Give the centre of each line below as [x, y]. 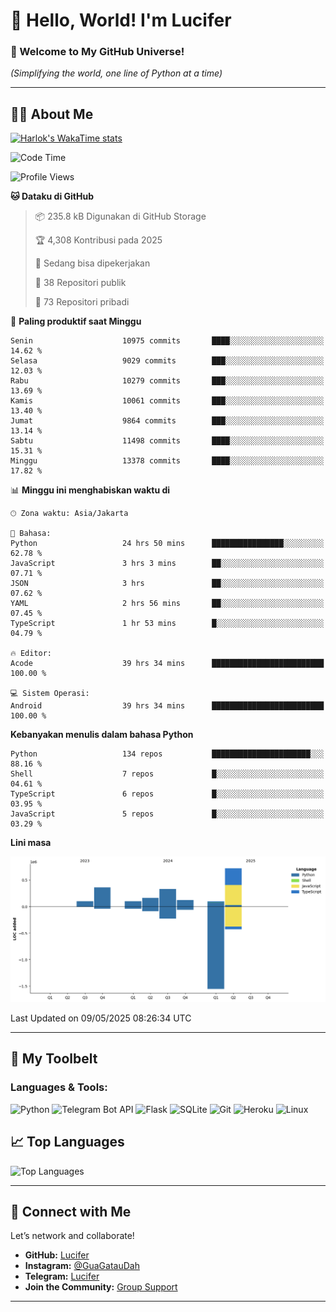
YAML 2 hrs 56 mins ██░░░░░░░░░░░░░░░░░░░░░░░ [167, 604]
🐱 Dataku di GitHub [52, 196]
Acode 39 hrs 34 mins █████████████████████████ [167, 664]
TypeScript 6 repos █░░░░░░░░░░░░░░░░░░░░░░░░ [167, 794]
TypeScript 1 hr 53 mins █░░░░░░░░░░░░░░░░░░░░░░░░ [167, 624]
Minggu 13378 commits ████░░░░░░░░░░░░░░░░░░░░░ [167, 461]
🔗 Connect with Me [71, 1211]
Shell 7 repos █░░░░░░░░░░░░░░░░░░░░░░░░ [167, 774]
